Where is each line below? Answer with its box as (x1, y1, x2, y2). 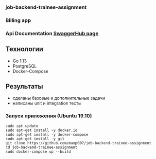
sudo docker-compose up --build (5, 149, 71, 154)
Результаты (5, 82, 43, 90)
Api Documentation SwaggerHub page (5, 30, 99, 36)
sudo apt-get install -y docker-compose (5, 132, 89, 137)
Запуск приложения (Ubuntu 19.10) (5, 112, 92, 119)
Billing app (5, 17, 31, 23)
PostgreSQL (12, 63, 37, 69)
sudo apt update (5, 124, 38, 128)
